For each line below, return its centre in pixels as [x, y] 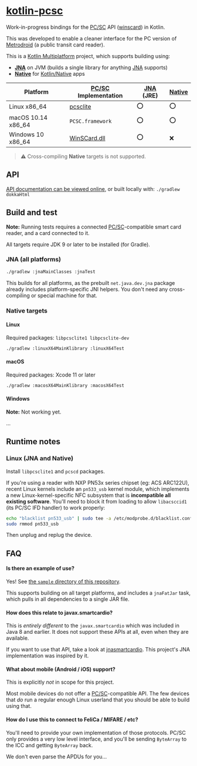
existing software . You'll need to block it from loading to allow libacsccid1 [96, 501]
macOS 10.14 [28, 117]
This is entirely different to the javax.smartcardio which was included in [93, 626]
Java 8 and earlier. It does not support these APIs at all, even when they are [97, 632]
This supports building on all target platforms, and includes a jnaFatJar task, [98, 593]
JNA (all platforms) [34, 260]
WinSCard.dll [87, 138]
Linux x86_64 [28, 107]
